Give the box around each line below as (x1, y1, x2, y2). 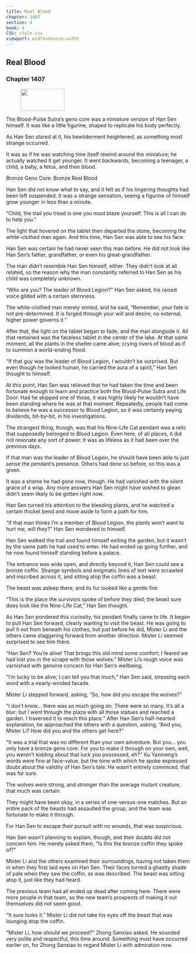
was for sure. (6, 769, 38, 776)
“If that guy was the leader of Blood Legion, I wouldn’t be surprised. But (6, 357, 178, 364)
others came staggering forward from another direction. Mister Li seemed (6, 632, 184, 639)
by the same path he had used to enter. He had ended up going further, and (6, 543, 188, 550)
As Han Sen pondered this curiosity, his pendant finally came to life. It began (6, 613, 190, 620)
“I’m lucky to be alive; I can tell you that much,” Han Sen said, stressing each (6, 673, 190, 680)
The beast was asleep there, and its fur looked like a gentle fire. (6, 584, 159, 591)
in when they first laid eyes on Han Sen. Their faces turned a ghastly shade (6, 864, 187, 871)
